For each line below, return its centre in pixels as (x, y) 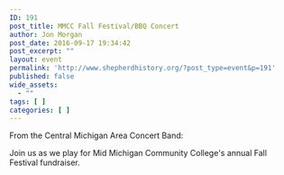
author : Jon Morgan (46, 34)
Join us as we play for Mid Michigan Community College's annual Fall (138, 153)
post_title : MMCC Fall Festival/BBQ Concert (94, 26)
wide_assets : (34, 85)
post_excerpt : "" (42, 51)
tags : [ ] (28, 101)
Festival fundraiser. (45, 162)
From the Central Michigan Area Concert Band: (96, 135)
